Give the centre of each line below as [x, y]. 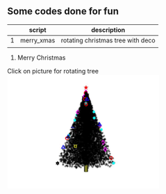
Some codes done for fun [63, 11]
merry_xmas [38, 40]
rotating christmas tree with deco [108, 40]
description [108, 30]
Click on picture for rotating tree [53, 71]
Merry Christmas [41, 58]
